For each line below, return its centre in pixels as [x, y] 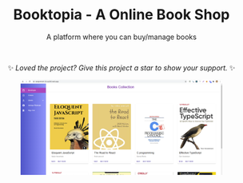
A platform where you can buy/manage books [121, 37]
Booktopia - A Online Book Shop [121, 15]
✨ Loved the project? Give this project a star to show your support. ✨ [121, 68]
